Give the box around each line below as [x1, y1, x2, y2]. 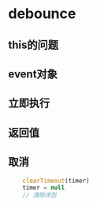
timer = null [22, 184, 65, 192]
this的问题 [8, 38, 59, 51]
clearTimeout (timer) [22, 177, 90, 185]
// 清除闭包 [22, 191, 57, 200]
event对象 [8, 67, 58, 81]
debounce [8, 5, 76, 23]
